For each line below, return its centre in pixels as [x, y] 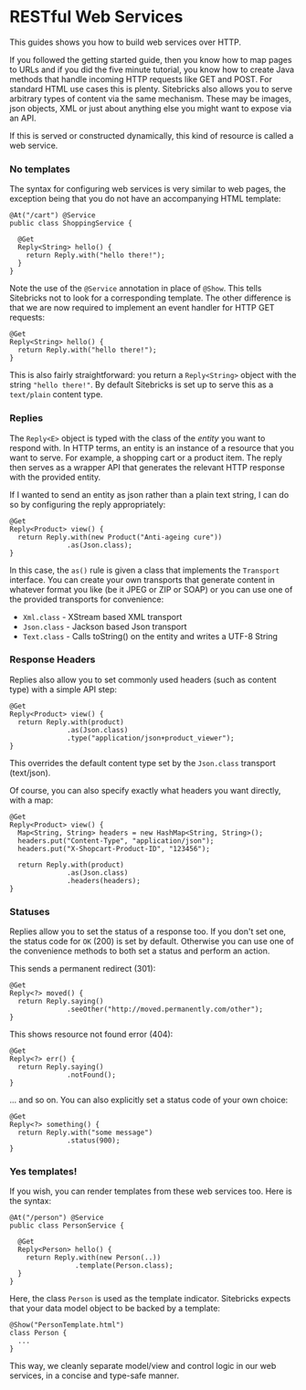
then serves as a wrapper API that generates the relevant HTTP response [147, 467]
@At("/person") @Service [57, 1218]
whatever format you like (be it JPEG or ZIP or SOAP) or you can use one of [151, 589]
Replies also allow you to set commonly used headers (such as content [143, 679]
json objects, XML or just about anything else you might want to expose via [151, 108]
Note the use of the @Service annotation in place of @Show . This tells [136, 289]
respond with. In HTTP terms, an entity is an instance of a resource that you [152, 448]
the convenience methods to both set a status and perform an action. [140, 951]
